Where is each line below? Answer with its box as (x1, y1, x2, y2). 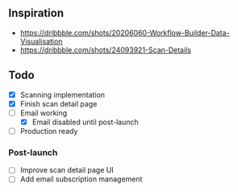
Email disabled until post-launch (31, 117, 139, 127)
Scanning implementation (19, 90, 106, 99)
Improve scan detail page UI (19, 165, 115, 175)
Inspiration (8, 6, 65, 20)
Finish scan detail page (19, 98, 98, 108)
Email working (19, 108, 68, 118)
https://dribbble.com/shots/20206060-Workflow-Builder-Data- (19, 27, 230, 37)
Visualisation (19, 36, 63, 46)
